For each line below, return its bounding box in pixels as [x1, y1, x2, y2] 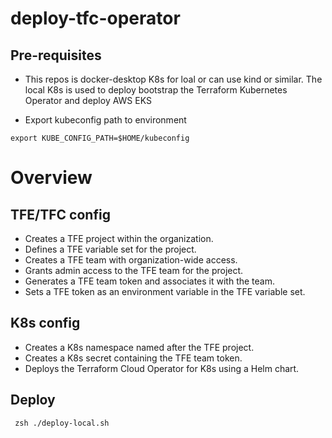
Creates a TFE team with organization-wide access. [24, 254, 238, 266]
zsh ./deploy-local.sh [14, 418, 110, 428]
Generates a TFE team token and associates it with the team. [24, 275, 276, 287]
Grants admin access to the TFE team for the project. [24, 265, 244, 276]
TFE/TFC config [10, 206, 111, 223]
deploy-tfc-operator [10, 7, 181, 30]
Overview [10, 167, 93, 189]
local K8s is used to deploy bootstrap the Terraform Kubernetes [24, 84, 288, 96]
